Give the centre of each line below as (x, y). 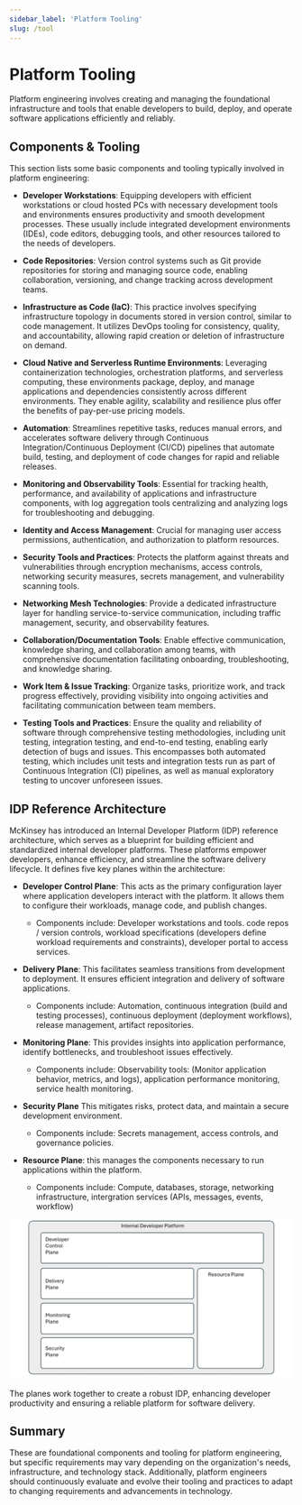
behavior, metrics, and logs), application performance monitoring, (158, 1079)
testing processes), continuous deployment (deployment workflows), (164, 1015)
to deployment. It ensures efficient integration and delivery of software (154, 979)
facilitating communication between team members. (119, 706)
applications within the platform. (82, 1170)
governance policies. (75, 1143)
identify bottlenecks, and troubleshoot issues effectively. (128, 1052)
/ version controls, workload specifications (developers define (151, 932)
